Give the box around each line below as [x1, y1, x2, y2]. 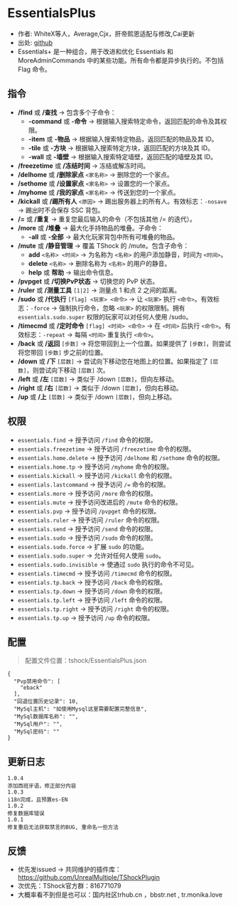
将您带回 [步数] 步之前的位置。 [17, 348, 107, 356]
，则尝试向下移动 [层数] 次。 [26, 366, 109, 374]
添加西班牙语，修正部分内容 [7, 782, 77, 790]
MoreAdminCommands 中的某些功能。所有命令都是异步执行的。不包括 [17, 55, 224, 65]
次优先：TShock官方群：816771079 [17, 882, 122, 890]
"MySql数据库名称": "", [13, 713, 79, 720]
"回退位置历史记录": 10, [13, 698, 79, 705]
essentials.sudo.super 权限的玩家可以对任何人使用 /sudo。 [17, 312, 193, 321]
